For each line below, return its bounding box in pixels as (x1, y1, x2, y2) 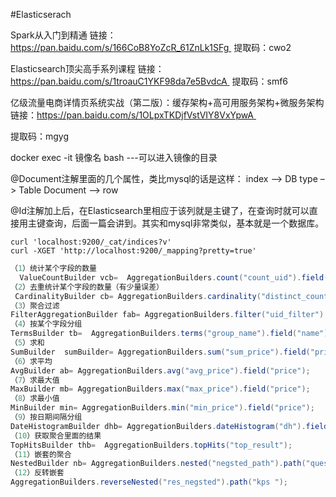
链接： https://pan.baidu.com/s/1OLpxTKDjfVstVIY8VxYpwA (10, 109, 255, 121)
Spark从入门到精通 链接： (10, 29, 117, 41)
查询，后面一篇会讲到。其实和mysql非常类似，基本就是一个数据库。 (44, 217, 325, 229)
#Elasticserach (10, 9, 72, 20)
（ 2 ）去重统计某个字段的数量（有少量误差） (10, 282, 165, 292)
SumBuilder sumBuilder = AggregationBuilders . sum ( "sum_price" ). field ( (10, 347, 311, 357)
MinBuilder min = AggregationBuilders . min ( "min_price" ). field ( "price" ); (10, 403, 315, 413)
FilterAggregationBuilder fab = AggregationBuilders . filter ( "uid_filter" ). (10, 310, 329, 320)
